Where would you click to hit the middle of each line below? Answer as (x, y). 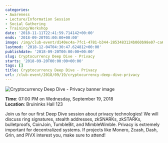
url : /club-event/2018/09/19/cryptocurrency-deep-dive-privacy (72, 75)
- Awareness (17, 14)
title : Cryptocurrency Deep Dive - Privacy (51, 70)
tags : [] (14, 65)
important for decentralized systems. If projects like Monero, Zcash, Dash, (81, 129)
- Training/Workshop (27, 28)
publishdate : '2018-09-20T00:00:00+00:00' (50, 51)
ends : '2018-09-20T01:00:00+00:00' (42, 38)
